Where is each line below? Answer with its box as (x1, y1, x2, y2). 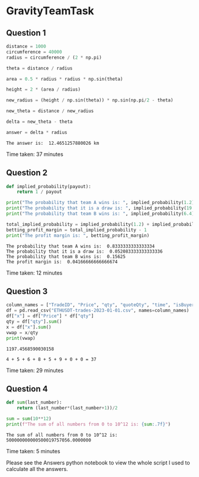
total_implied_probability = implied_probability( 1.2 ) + (6, 221, 150, 227)
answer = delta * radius (6, 129, 68, 135)
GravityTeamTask (6, 4, 95, 18)
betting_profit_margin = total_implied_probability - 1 (6, 227, 147, 233)
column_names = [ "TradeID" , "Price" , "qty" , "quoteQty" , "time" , (6, 302, 171, 308)
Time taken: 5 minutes (6, 447, 60, 454)
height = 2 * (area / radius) (6, 87, 81, 93)
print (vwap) (6, 335, 36, 341)
